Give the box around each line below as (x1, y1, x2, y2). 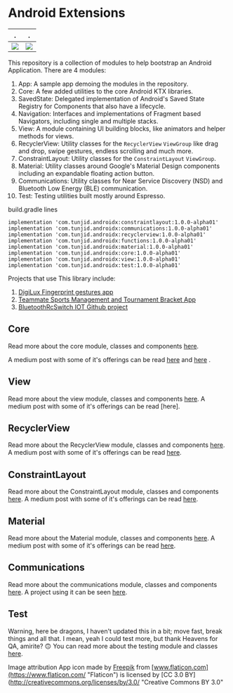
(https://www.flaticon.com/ (8, 670, 86, 679)
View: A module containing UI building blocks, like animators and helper (18, 124, 226, 133)
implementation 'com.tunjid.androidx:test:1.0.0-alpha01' (8, 261, 181, 268)
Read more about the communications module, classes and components (8, 580, 218, 588)
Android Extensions (8, 5, 126, 21)
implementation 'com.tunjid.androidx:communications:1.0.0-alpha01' (8, 225, 213, 232)
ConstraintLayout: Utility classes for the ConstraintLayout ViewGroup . (18, 154, 217, 162)
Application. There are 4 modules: (8, 65, 107, 75)
